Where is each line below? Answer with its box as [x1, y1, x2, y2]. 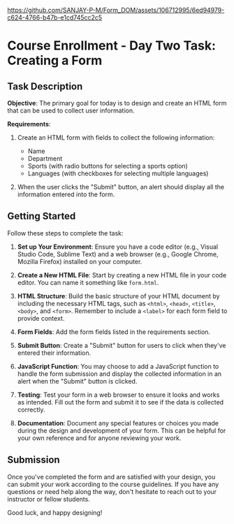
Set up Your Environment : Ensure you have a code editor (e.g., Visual [17, 242, 219, 251]
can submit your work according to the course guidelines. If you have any [7, 480, 219, 488]
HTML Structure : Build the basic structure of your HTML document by [17, 291, 220, 300]
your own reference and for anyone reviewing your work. [17, 433, 182, 442]
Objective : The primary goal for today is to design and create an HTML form [7, 99, 227, 107]
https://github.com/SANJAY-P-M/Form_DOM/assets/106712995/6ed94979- [7, 6, 225, 14]
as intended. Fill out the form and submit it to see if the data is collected [17, 398, 224, 406]
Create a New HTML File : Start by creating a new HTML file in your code [17, 270, 227, 279]
